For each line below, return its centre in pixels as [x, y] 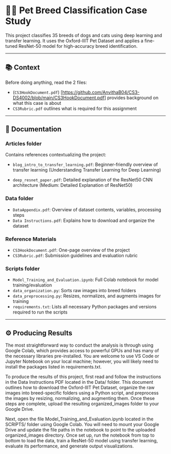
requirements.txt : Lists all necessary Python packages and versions [84, 307]
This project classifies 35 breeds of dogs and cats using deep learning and [84, 35]
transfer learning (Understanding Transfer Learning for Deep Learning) [87, 170]
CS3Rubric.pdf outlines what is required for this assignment [75, 108]
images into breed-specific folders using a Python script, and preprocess [82, 393]
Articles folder [23, 144]
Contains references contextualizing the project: [56, 155]
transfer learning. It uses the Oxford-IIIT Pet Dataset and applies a [74, 41]
